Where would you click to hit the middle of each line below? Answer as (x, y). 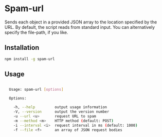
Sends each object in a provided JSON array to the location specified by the (81, 22)
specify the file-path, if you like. (36, 32)
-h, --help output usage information (60, 107)
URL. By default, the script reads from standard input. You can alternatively (80, 27)
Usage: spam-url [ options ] (36, 90)
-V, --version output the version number (61, 112)
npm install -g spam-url (30, 59)
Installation (22, 48)
